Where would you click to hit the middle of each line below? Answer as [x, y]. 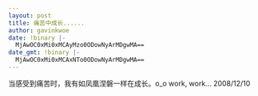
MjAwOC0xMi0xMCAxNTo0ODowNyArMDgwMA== [80, 60]
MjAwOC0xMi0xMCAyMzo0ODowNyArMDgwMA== [80, 45]
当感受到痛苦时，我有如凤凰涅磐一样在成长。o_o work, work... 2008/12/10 [129, 83]
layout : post [30, 15]
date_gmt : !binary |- [44, 52]
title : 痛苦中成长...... [47, 23]
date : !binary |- [37, 38]
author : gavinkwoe [39, 30]
